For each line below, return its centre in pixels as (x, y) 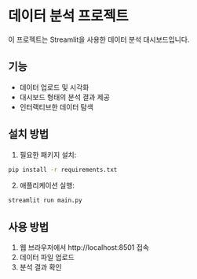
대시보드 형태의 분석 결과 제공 (64, 97)
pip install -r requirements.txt (63, 169)
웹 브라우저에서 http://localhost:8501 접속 (84, 247)
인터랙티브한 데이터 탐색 (57, 106)
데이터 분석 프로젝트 (69, 16)
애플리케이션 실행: (47, 185)
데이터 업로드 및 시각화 (54, 87)
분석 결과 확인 (40, 267)
